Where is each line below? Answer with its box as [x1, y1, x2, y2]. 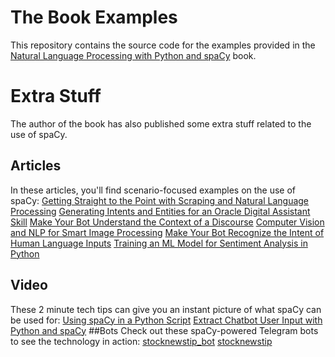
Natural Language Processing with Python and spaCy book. [10, 49, 257, 61]
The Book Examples [10, 6, 178, 29]
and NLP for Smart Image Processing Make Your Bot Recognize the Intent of [10, 226, 325, 238]
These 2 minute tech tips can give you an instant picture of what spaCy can [10, 303, 322, 315]
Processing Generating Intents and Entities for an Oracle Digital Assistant [10, 205, 311, 217]
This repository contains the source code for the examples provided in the [10, 39, 316, 51]
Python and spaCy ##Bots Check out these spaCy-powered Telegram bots [10, 324, 319, 336]
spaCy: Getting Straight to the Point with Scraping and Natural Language [10, 194, 310, 206]
